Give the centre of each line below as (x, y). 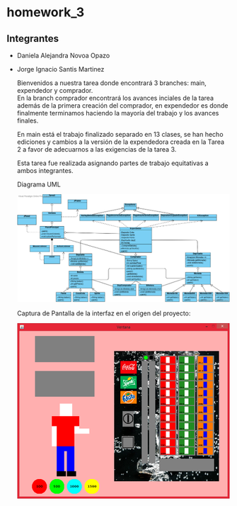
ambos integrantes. (45, 170)
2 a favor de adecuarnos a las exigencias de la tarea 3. (97, 149)
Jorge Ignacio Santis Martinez (60, 69)
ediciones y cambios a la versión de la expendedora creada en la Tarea (120, 142)
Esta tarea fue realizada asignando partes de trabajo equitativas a (113, 163)
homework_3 (46, 12)
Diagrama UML (39, 184)
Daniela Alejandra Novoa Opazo (63, 55)
